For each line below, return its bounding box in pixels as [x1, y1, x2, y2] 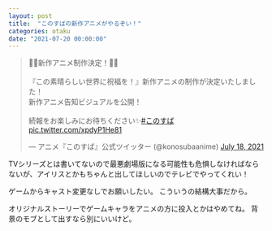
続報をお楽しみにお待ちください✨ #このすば [28, 115, 175, 126]
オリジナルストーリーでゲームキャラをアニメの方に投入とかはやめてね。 [8, 204, 249, 214]
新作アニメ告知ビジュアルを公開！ [28, 97, 142, 107]
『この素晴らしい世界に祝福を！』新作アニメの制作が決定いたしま [28, 76, 249, 86]
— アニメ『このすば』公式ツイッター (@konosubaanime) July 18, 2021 [28, 142, 264, 151]
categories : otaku [8, 27, 71, 35]
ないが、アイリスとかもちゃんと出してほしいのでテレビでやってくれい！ [8, 169, 249, 179]
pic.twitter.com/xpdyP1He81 [28, 125, 123, 135]
